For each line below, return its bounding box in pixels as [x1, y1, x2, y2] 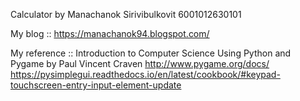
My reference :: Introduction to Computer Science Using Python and [10, 47, 292, 59]
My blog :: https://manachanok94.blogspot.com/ [10, 28, 210, 39]
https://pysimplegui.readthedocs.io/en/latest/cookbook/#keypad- [10, 69, 281, 80]
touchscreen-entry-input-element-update [10, 79, 182, 91]
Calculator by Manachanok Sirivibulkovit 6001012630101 [10, 9, 242, 20]
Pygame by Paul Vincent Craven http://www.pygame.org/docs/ [10, 58, 270, 69]
